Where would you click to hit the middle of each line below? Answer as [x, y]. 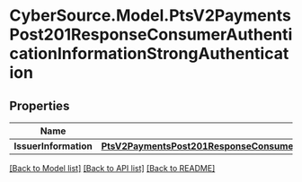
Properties [40, 105]
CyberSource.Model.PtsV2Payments [151, 16]
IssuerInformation [53, 146]
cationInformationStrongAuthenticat [149, 54]
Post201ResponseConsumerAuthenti [151, 35]
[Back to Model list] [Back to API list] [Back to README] [112, 168]
